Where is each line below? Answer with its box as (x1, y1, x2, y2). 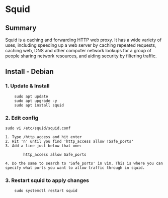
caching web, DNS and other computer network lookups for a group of (5, 48, 152, 53)
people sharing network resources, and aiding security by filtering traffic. (5, 53, 157, 59)
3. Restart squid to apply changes (5, 177, 90, 184)
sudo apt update (14, 94, 49, 99)
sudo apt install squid (14, 103, 64, 108)
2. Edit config (5, 114, 39, 121)
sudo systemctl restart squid (14, 188, 78, 193)
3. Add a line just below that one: (5, 143, 82, 148)
